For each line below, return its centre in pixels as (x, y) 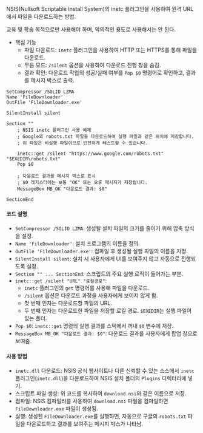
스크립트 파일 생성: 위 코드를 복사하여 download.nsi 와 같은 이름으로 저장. (101, 394)
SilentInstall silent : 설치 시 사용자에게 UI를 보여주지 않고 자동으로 (97, 259)
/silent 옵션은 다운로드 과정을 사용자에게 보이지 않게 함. (91, 296)
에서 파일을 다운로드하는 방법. (41, 16)
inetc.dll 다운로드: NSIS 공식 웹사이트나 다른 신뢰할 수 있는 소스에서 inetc (105, 371)
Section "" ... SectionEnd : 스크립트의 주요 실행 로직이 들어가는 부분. (99, 274)
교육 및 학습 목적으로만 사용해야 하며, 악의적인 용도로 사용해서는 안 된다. (91, 29)
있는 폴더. (35, 318)
